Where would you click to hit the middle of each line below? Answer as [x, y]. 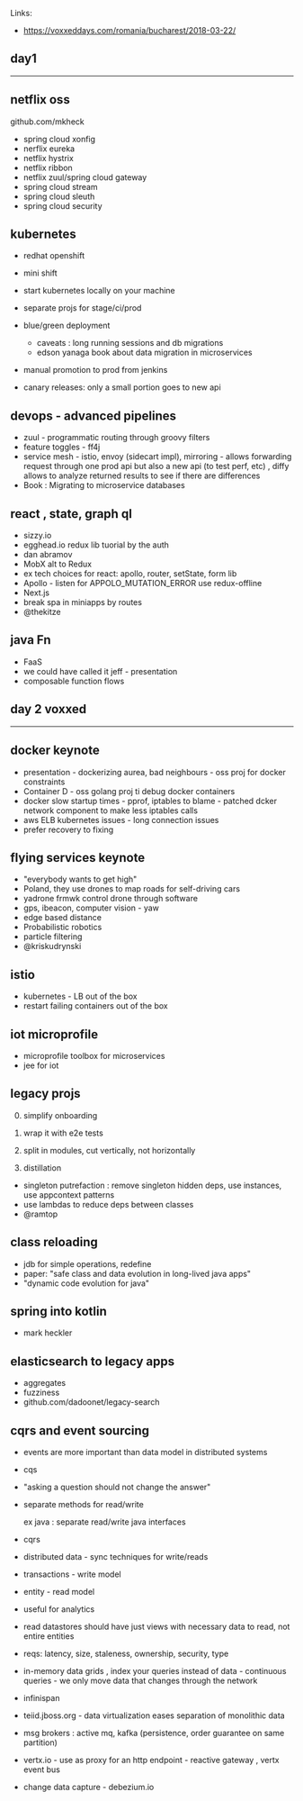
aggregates [45, 1383]
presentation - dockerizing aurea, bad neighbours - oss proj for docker [154, 772]
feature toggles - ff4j [62, 447]
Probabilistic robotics [62, 928]
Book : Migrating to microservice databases [104, 485]
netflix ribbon [48, 167]
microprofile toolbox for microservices [94, 1055]
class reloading [54, 1242]
